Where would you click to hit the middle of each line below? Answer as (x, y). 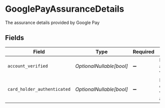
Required (143, 51)
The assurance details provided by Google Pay (52, 22)
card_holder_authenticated (39, 89)
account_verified (28, 66)
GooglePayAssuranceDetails (65, 9)
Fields (15, 38)
